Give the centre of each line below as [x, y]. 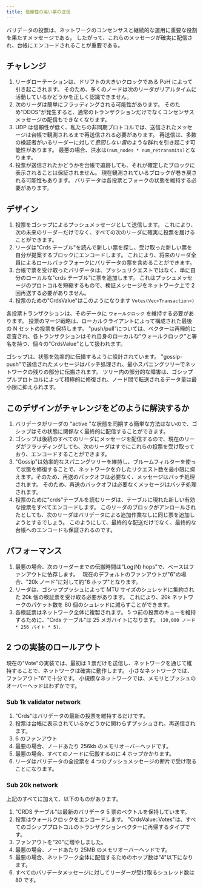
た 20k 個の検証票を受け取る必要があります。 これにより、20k [93, 597]
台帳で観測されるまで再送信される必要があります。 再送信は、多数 [114, 135]
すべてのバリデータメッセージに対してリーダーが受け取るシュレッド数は [105, 873]
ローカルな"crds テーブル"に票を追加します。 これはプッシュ [101, 278]
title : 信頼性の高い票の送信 [38, 12]
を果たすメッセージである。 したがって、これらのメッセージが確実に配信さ [99, 38]
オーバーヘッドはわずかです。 [43, 686]
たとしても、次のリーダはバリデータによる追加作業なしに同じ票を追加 [102, 515]
